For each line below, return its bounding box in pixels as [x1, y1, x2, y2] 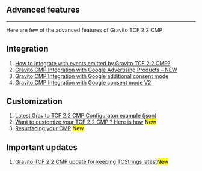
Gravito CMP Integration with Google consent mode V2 [14, 79, 151, 86]
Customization [6, 96, 63, 107]
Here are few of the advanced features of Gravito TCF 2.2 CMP [6, 26, 163, 34]
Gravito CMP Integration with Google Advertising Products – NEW [14, 66, 177, 73]
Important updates [6, 142, 78, 152]
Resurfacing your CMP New [14, 125, 84, 132]
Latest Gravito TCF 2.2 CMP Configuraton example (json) [14, 112, 157, 119]
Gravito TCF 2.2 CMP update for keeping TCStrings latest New [14, 158, 168, 166]
